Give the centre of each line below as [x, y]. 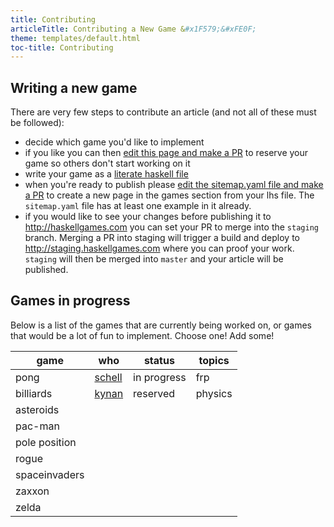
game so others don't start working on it [107, 163]
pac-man [37, 426]
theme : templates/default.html [75, 38]
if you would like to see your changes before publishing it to [148, 217]
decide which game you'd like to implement [114, 142]
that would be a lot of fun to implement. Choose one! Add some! [142, 335]
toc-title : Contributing [62, 47]
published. [46, 270]
